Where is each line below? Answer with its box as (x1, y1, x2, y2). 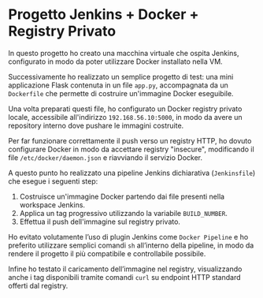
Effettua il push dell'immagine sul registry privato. (19, 217, 181, 226)
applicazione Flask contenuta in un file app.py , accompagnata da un (8, 80, 228, 90)
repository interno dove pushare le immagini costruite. (8, 121, 184, 130)
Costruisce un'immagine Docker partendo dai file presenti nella (19, 192, 225, 201)
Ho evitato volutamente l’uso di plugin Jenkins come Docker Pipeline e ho (8, 232, 249, 241)
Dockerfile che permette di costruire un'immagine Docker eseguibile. (8, 88, 234, 98)
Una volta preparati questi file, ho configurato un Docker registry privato (8, 104, 243, 114)
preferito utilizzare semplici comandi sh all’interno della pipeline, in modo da (8, 240, 254, 250)
